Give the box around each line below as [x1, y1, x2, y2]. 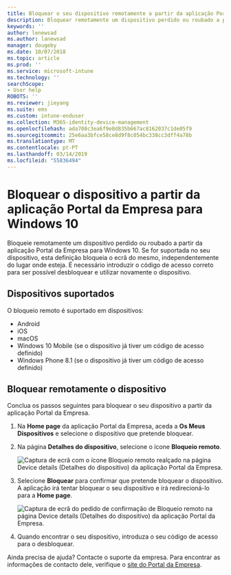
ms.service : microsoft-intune [7, 67, 94, 74]
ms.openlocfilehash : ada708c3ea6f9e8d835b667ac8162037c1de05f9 [7, 125, 192, 132]
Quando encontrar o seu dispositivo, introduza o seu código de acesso [16, 532, 219, 541]
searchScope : [7, 80, 45, 87]
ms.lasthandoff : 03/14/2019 [7, 151, 88, 158]
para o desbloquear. [16, 540, 74, 548]
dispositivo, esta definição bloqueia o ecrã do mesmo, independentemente [7, 253, 219, 261]
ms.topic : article [7, 55, 60, 62]
